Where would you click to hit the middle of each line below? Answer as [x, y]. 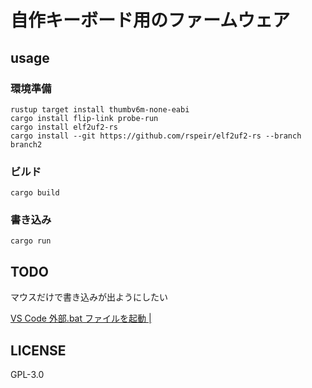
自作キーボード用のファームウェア [150, 20]
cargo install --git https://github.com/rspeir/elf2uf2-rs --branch [156, 136]
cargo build [35, 193]
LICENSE [38, 350]
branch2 [26, 144]
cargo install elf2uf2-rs [64, 127]
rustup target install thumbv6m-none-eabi [100, 109]
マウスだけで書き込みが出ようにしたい [89, 297]
